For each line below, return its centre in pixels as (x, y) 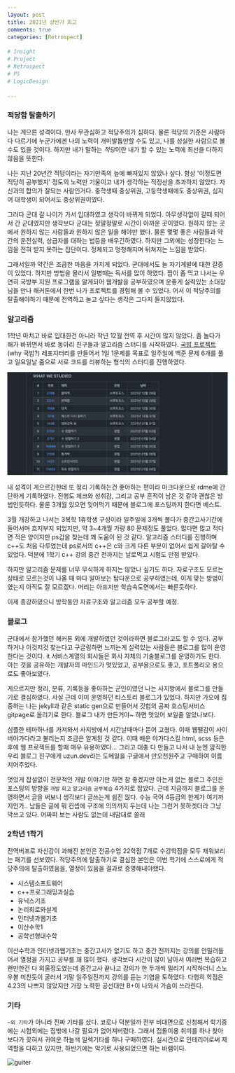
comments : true (29, 29)
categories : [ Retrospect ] (45, 37)
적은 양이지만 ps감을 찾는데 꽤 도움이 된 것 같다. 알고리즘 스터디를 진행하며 (116, 537)
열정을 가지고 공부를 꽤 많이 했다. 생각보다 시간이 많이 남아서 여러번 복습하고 (123, 959)
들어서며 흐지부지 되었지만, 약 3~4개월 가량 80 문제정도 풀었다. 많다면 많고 (109, 528)
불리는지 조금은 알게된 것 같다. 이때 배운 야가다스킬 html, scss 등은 (134, 738)
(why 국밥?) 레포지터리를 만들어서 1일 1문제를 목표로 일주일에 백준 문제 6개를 (112, 353)
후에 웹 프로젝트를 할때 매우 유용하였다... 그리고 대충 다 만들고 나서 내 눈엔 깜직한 (117, 747)
